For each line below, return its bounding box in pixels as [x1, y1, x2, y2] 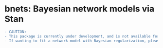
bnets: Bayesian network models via [4, 3, 155, 14]
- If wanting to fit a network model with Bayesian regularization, [4, 38, 146, 43]
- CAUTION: [4, 29, 27, 34]
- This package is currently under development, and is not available [4, 34, 151, 39]
